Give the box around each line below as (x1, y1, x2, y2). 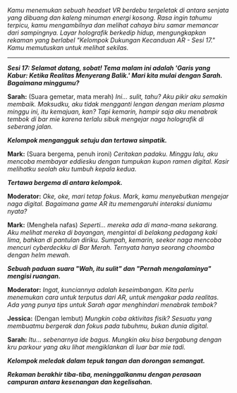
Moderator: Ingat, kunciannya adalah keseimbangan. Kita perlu (7, 286, 194, 294)
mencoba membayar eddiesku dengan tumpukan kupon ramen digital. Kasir (7, 157, 229, 165)
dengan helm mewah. (7, 250, 71, 259)
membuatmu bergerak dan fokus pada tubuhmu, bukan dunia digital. (7, 322, 209, 330)
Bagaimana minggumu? (7, 79, 80, 87)
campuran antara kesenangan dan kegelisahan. (7, 377, 153, 386)
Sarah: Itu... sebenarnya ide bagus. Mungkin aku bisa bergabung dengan (7, 335, 222, 344)
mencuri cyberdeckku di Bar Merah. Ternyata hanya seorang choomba (7, 243, 215, 251)
